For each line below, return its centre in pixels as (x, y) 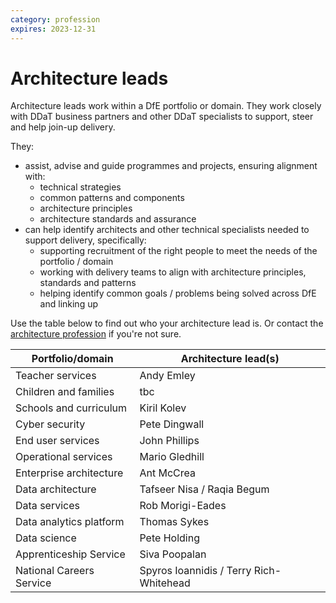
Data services (47, 506)
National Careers (55, 571)
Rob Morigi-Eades (183, 506)
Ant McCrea (168, 473)
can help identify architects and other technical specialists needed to (167, 230)
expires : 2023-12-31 (53, 29)
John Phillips (169, 441)
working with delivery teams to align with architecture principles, (173, 272)
